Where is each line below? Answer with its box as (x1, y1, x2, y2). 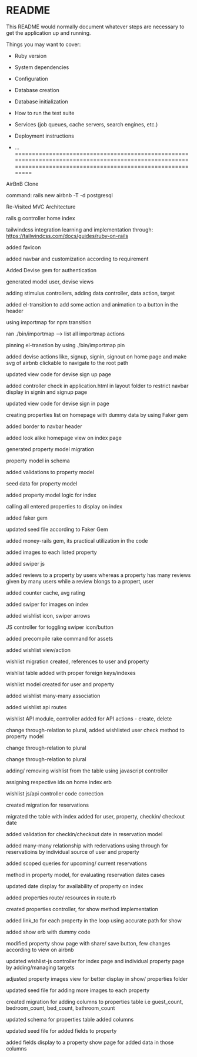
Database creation (14, 86, 60, 93)
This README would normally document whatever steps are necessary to (6, 23, 185, 30)
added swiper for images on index (6, 601, 89, 608)
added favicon (6, 243, 41, 251)
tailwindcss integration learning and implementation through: (6, 226, 153, 233)
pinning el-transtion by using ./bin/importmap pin (6, 341, 125, 348)
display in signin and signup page (6, 388, 88, 396)
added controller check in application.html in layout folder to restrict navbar (6, 382, 189, 389)
